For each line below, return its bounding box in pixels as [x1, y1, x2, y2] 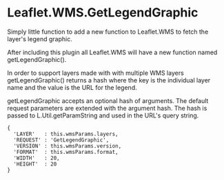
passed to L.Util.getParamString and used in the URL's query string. [7, 111, 199, 120]
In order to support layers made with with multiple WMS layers [7, 69, 184, 77]
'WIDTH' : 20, [13, 155, 60, 161]
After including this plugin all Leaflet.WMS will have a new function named [7, 48, 218, 56]
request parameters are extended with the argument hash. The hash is [7, 104, 207, 112]
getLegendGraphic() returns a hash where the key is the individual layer [7, 76, 211, 84]
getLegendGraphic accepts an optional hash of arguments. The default [7, 96, 209, 104]
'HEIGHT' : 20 [13, 160, 57, 168]
